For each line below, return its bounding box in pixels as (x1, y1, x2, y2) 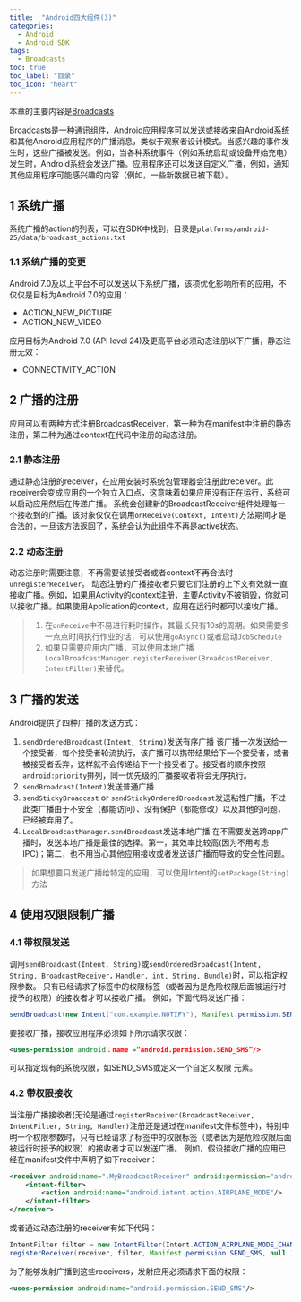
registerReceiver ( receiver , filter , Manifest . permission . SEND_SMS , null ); (9, 1248, 298, 1257)
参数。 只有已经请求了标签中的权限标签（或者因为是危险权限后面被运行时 (16, 980, 287, 991)
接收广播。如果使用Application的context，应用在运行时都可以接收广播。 (16, 601, 283, 612)
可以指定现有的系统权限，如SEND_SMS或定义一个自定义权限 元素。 (9, 1063, 258, 1074)
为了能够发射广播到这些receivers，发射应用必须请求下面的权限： (9, 1265, 248, 1277)
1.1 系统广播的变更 (9, 256, 87, 269)
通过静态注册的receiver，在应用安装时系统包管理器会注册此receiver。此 (9, 476, 274, 487)
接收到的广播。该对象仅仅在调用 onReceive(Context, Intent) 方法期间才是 (16, 509, 287, 520)
